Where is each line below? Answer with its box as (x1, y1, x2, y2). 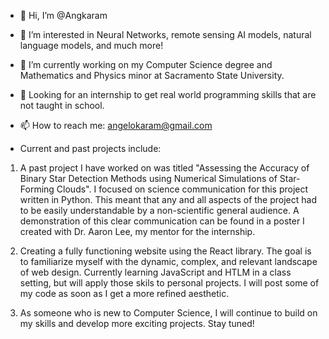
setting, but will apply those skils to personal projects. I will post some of (19, 277, 320, 289)
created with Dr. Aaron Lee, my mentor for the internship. (19, 226, 256, 237)
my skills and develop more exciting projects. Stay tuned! (19, 318, 255, 329)
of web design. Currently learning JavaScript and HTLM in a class (19, 266, 292, 278)
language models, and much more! (19, 40, 164, 51)
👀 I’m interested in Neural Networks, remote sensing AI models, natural (19, 29, 312, 40)
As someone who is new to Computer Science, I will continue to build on (19, 307, 318, 319)
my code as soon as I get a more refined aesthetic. (19, 288, 230, 299)
